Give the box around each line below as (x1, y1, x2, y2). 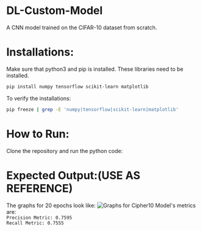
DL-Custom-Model (6, 4, 103, 18)
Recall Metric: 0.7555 (6, 220, 64, 226)
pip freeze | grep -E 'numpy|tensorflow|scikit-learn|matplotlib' (6, 106, 179, 113)
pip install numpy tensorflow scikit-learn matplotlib (6, 84, 149, 90)
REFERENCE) (6, 181, 73, 195)
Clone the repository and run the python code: (6, 147, 123, 154)
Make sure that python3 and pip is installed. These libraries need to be (6, 65, 184, 73)
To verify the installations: (6, 94, 71, 102)
